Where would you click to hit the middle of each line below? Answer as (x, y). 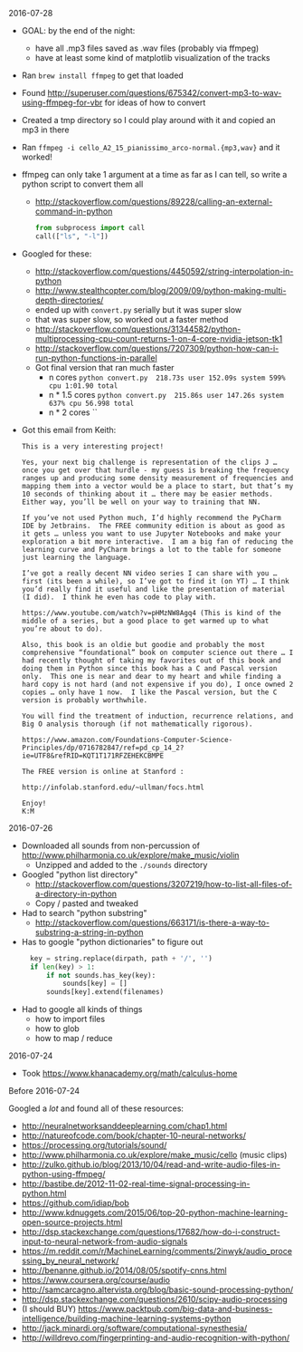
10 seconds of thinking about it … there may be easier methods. (147, 494)
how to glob (57, 1028)
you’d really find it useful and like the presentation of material (153, 589)
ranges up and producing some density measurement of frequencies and (157, 478)
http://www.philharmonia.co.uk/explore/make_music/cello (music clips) (154, 1155)
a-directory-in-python (76, 893)
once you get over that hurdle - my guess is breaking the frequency (156, 470)
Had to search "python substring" (84, 913)
